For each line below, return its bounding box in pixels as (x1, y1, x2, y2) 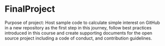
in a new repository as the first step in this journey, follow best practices (4, 24, 152, 30)
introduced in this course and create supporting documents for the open (4, 30, 153, 36)
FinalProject (4, 3, 55, 15)
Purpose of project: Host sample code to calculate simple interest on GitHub (4, 20, 161, 25)
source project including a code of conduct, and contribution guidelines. (4, 35, 152, 41)
